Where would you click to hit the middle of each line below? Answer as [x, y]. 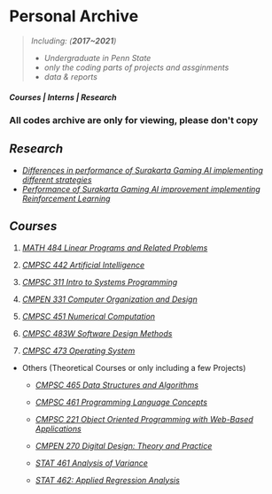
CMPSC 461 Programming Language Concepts [121, 402]
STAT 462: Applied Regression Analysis [107, 480]
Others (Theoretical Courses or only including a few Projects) [134, 367]
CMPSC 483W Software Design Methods [97, 333]
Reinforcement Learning [66, 198]
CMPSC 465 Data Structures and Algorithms [117, 385]
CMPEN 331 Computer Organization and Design [109, 299]
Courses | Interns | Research [63, 97]
